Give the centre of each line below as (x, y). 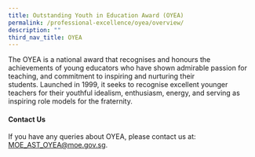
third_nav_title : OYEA (45, 37)
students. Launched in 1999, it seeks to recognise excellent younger (118, 85)
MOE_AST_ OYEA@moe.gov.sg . (58, 145)
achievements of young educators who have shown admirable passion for (127, 68)
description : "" (35, 30)
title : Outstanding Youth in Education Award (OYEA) (96, 15)
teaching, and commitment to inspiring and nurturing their (102, 76)
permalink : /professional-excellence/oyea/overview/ (96, 23)
